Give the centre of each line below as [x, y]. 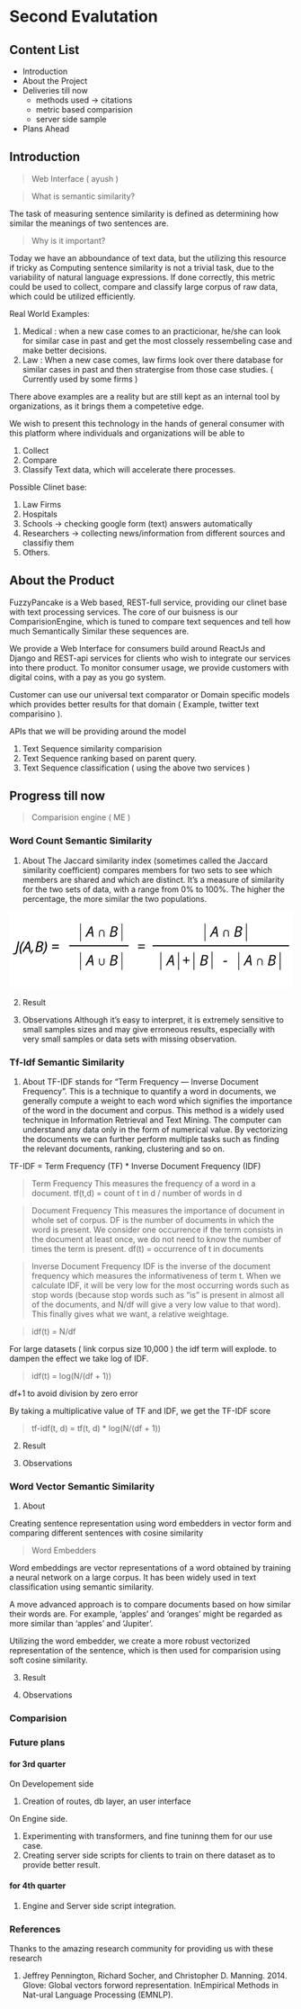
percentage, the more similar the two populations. [115, 898]
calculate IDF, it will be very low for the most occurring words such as [160, 1285]
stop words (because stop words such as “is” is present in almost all [158, 1295]
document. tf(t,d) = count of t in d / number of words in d [137, 1194]
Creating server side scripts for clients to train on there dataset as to [149, 1855]
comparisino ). [36, 714]
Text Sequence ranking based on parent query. [110, 758]
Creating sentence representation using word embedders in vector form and [150, 1524]
